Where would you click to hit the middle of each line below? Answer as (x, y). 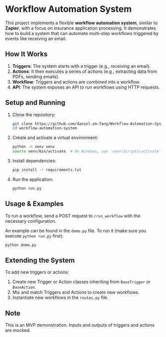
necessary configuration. (31, 221)
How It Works (27, 54)
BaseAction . (24, 287)
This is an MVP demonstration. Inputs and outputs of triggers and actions (80, 325)
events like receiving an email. (36, 39)
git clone (23, 124)
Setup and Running (35, 103)
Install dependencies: (34, 161)
